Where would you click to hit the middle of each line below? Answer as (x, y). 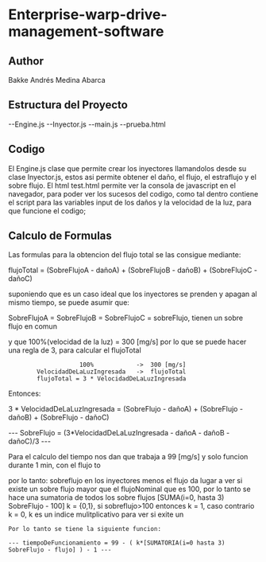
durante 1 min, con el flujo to (54, 465)
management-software (86, 31)
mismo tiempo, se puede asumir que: (69, 302)
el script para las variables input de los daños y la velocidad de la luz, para (130, 202)
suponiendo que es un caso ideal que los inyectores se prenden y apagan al (133, 294)
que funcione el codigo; (47, 211)
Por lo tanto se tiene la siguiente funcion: (85, 529)
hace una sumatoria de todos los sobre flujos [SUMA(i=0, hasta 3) (116, 498)
